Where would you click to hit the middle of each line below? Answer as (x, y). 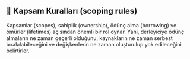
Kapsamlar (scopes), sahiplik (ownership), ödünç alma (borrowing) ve (91, 25)
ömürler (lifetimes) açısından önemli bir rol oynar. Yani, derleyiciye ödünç (95, 32)
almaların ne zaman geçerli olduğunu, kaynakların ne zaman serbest (90, 38)
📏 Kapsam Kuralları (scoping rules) (72, 11)
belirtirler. (18, 51)
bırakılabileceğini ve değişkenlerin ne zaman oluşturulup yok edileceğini (94, 44)
